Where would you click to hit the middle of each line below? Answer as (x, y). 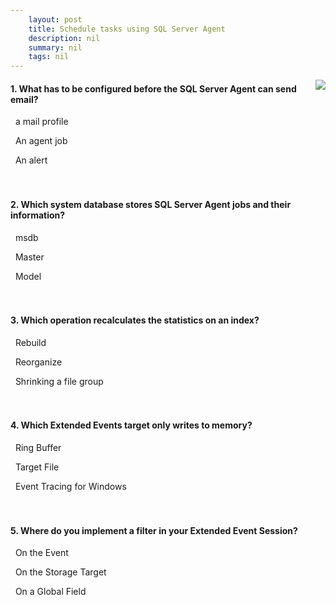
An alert (31, 160)
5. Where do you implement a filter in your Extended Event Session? (154, 530)
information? (38, 215)
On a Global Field (50, 592)
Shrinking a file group (59, 381)
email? (24, 99)
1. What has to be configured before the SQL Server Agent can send (153, 88)
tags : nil (49, 57)
